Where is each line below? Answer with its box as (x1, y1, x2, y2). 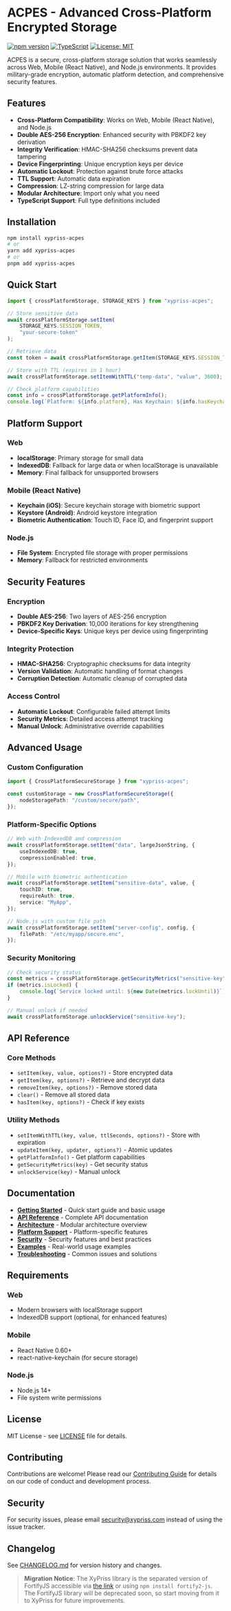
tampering (16, 152, 47, 160)
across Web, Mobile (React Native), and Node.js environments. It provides (7, 63, 217, 71)
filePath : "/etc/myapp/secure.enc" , (19, 931, 125, 937)
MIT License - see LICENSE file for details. (7, 1431, 127, 1440)
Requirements (7, 1269, 69, 1281)
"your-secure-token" (19, 329, 78, 336)
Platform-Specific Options (7, 820, 97, 829)
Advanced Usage (7, 742, 82, 753)
